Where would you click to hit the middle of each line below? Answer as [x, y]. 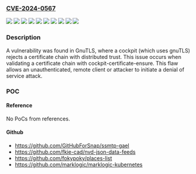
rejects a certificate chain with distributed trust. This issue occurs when [94, 57]
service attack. [24, 76]
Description [23, 38]
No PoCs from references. [38, 119]
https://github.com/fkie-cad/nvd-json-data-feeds [75, 152]
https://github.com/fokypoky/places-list [63, 158]
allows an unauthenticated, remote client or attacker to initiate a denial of [95, 69]
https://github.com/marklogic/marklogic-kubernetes [78, 164]
